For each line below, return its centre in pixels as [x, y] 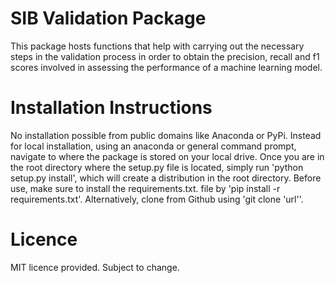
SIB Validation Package [108, 18]
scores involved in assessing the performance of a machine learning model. [166, 67]
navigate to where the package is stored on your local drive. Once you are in [167, 156]
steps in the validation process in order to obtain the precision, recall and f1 [165, 56]
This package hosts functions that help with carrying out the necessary [157, 46]
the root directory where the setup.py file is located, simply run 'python [157, 167]
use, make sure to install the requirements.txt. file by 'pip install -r [145, 188]
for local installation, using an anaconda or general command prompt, [153, 146]
